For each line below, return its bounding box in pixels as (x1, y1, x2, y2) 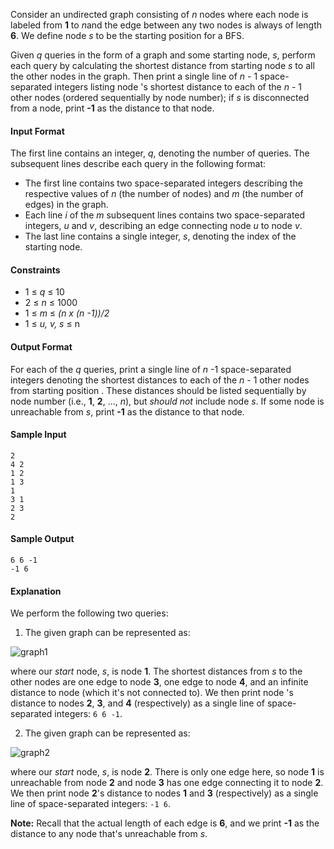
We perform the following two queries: (10, 607, 169, 619)
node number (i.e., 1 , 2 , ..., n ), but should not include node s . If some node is (10, 395, 325, 407)
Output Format (10, 341, 73, 353)
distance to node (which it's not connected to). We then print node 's (10, 687, 294, 699)
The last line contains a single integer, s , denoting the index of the (24, 230, 297, 243)
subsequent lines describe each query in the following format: (10, 158, 267, 170)
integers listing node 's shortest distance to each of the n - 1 (54, 81, 302, 93)
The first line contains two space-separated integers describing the (24, 177, 303, 189)
